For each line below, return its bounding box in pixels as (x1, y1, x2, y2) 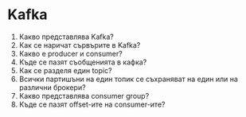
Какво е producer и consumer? (18, 49, 123, 58)
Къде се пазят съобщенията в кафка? (18, 57, 147, 67)
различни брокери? (18, 82, 86, 92)
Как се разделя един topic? (18, 65, 112, 75)
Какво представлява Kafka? (18, 32, 115, 41)
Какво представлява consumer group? (18, 91, 150, 100)
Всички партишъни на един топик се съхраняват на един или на (18, 74, 238, 84)
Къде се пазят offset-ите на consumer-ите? (18, 99, 166, 109)
